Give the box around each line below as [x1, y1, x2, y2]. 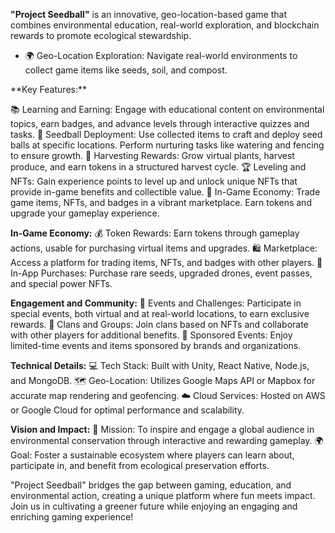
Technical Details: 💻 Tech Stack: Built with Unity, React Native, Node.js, [10, 360, 310, 371]
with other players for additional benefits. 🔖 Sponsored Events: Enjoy [10, 329, 293, 341]
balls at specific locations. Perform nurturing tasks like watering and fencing [10, 139, 325, 151]
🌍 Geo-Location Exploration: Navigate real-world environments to [24, 50, 298, 61]
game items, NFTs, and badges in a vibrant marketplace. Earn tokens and [10, 197, 312, 208]
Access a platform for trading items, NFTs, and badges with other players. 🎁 [10, 257, 323, 268]
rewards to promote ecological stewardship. [10, 30, 192, 41]
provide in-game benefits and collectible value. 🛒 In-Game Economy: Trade [10, 186, 321, 198]
